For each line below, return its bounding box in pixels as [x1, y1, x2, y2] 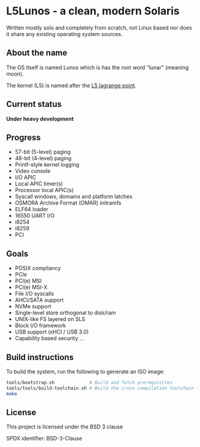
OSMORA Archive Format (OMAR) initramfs [14, 199, 122, 206]
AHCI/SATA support [14, 296, 64, 304]
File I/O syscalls [14, 290, 54, 298]
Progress [6, 132, 41, 142]
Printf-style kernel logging [14, 161, 80, 169]
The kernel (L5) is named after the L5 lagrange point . [6, 82, 137, 89]
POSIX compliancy [14, 265, 61, 272]
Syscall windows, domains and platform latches [14, 193, 133, 200]
